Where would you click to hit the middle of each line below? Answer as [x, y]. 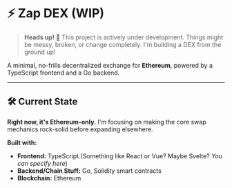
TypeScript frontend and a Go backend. [64, 73]
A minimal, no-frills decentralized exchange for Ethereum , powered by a [110, 65]
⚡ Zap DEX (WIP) [56, 13]
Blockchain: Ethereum [49, 178]
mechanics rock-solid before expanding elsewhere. [80, 129]
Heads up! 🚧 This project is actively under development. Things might [124, 37]
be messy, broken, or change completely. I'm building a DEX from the [123, 44]
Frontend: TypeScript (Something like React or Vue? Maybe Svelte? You [120, 156]
